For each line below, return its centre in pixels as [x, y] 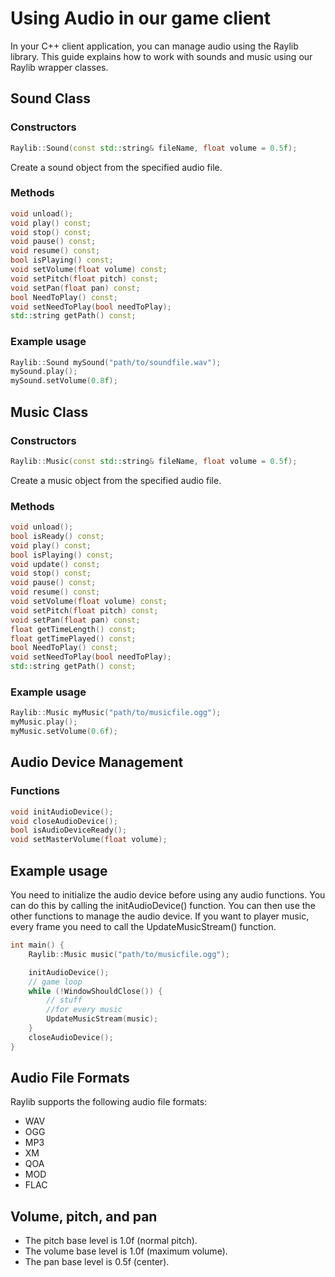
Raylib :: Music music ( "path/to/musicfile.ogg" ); [129, 954]
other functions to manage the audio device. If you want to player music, [160, 916]
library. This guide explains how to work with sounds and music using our [161, 56]
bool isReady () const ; [57, 536]
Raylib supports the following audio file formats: [109, 1102]
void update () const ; [55, 564]
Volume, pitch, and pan [84, 1216]
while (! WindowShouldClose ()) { [95, 991]
